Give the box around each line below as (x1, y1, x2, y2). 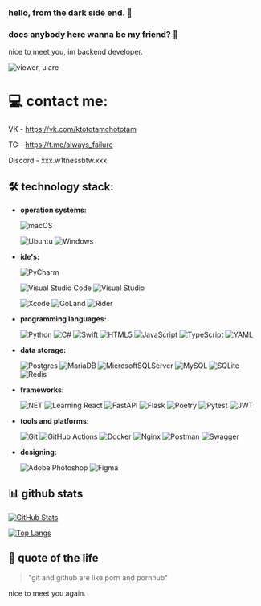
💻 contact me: (8, 92, 108, 111)
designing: (19, 447, 58, 457)
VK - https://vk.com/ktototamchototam (8, 125, 137, 134)
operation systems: (19, 205, 87, 215)
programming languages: (19, 313, 107, 324)
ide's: (19, 252, 40, 261)
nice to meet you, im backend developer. (8, 47, 143, 57)
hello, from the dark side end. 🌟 (8, 7, 133, 18)
